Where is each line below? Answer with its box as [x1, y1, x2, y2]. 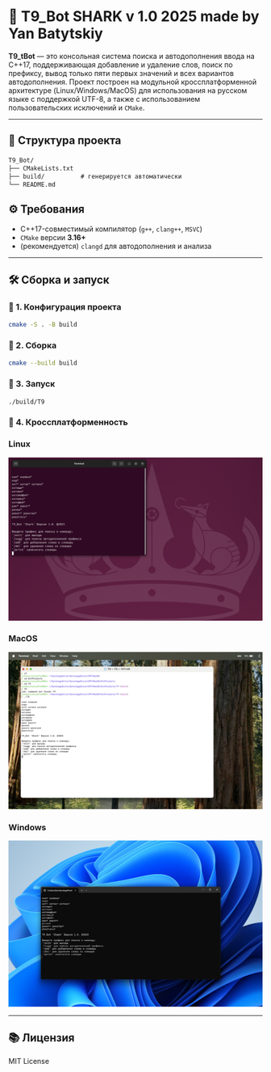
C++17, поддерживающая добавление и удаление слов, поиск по [8, 60, 233, 70]
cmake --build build [8, 359, 78, 367]
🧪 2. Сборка [8, 340, 57, 351]
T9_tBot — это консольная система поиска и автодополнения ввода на [8, 51, 256, 61]
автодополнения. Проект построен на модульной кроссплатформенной [8, 77, 256, 87]
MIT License [8, 1057, 50, 1066]
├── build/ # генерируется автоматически [8, 172, 182, 180]
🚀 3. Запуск [8, 378, 56, 390]
